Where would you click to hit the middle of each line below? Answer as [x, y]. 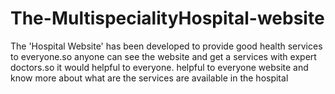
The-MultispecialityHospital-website [167, 18]
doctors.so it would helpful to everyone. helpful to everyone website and [159, 67]
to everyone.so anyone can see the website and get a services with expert [163, 56]
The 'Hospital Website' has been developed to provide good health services [166, 46]
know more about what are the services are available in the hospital [149, 78]
